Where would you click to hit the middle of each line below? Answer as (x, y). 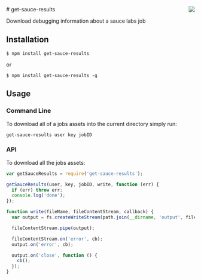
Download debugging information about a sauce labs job (76, 21)
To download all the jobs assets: (46, 162)
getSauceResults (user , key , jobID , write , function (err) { (83, 184)
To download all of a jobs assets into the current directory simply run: (92, 124)
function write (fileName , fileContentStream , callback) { (80, 212)
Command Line (29, 111)
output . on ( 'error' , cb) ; (42, 244)
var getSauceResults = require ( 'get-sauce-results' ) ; (75, 173)
